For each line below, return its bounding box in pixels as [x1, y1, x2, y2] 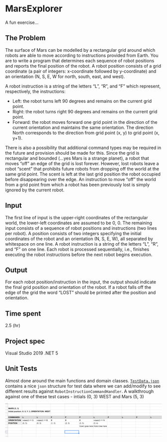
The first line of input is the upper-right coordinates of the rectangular [5, 214, 148, 220]
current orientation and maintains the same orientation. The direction [12, 124, 154, 130]
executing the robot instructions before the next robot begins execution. [5, 252, 153, 258]
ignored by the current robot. [5, 187, 65, 193]
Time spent [5, 309, 41, 318]
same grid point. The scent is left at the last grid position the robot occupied [5, 171, 161, 177]
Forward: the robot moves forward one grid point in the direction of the [12, 119, 158, 125]
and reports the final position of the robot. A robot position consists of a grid [5, 63, 162, 69]
